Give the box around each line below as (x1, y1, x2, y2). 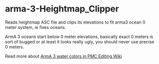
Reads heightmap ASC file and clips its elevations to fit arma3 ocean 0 (5, 19, 145, 25)
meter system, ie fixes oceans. (5, 24, 66, 30)
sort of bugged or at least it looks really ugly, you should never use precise (5, 38, 154, 44)
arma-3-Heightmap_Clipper (5, 3, 119, 14)
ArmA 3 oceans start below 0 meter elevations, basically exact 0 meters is (5, 34, 154, 39)
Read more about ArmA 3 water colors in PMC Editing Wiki (5, 53, 122, 59)
